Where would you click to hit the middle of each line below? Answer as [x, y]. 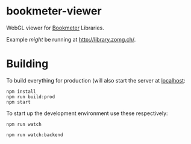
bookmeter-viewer [54, 11]
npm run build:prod [31, 97]
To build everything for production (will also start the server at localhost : [96, 80]
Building [27, 64]
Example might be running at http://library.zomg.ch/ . [71, 39]
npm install [21, 92]
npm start [19, 102]
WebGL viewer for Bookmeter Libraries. [55, 28]
